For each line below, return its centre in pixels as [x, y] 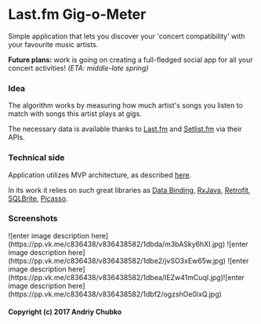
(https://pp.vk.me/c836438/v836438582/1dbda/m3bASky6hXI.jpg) [117, 244]
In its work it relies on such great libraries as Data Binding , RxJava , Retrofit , [129, 190]
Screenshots [33, 219]
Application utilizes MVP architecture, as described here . [100, 175]
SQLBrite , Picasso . [38, 198]
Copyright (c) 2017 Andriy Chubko [65, 312]
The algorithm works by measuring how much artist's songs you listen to [125, 106]
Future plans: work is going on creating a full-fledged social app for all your [130, 60]
